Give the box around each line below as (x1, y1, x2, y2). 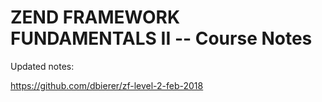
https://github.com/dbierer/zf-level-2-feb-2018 (10, 79, 204, 91)
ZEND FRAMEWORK (10, 6, 181, 29)
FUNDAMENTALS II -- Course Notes (10, 27, 313, 50)
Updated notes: (10, 60, 75, 72)
